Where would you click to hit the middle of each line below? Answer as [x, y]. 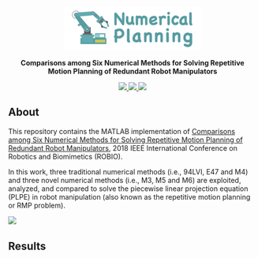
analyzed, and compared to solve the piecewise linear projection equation [128, 189]
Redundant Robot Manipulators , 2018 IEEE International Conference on [123, 148]
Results [27, 247]
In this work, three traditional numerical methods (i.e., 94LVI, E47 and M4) [128, 171]
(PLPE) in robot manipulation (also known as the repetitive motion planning [129, 196]
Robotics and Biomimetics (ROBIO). [66, 156]
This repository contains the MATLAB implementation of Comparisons [122, 131]
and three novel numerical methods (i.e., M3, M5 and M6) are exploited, [125, 180]
